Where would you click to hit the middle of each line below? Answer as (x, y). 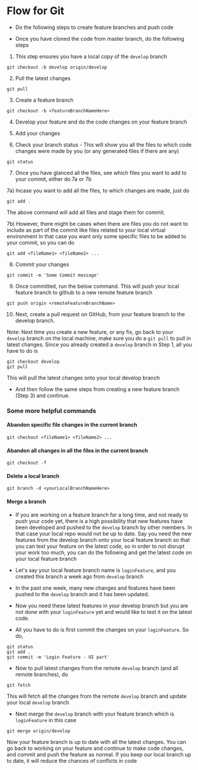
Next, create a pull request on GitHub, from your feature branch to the (100, 314)
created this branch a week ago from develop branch (79, 576)
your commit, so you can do (41, 242)
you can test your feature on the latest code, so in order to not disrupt (100, 546)
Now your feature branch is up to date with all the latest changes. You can (96, 742)
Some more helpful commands (52, 411)
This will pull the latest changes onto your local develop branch (83, 378)
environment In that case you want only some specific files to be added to (96, 236)
